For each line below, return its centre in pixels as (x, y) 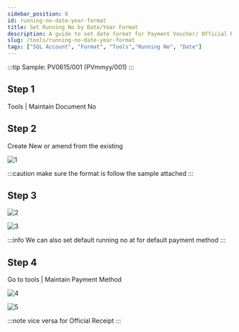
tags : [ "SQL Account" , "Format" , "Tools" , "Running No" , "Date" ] (105, 47)
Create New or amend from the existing (65, 145)
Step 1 (21, 89)
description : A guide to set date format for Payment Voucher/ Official (117, 34)
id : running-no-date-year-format (57, 21)
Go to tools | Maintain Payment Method (65, 280)
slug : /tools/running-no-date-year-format (71, 40)
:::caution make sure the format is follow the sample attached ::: (101, 173)
